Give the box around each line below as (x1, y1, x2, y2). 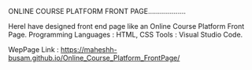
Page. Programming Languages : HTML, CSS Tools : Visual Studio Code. (8, 30, 243, 39)
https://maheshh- (60, 45, 117, 54)
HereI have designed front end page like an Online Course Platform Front (8, 22, 245, 30)
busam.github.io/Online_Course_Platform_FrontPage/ (8, 54, 180, 62)
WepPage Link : (8, 45, 59, 54)
